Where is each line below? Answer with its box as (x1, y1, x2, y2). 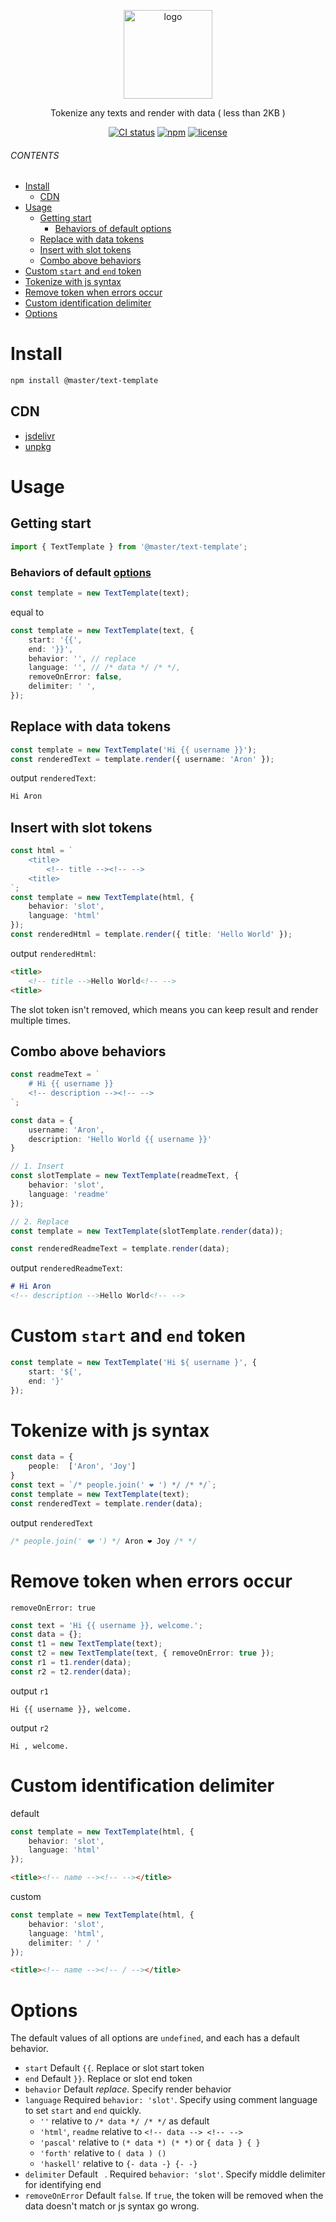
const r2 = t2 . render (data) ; (10, 1666, 132, 1677)
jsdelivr (24, 430, 56, 442)
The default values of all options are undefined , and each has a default (10, 2032, 300, 2044)
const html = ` (10, 846, 74, 856)
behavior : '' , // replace (28, 653, 137, 664)
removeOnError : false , (28, 672, 123, 682)
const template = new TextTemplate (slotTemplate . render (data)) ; (10, 1226, 284, 1236)
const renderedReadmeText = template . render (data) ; (10, 1244, 230, 1254)
